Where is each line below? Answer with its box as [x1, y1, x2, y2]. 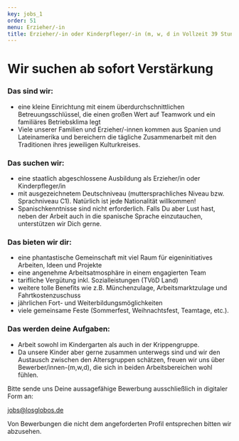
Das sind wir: [7, 86, 53, 96]
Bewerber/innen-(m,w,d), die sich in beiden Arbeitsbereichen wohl [17, 363, 213, 371]
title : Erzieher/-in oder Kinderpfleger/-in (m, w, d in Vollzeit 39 [7, 30, 218, 38]
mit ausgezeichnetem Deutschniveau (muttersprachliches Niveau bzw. [17, 189, 225, 198]
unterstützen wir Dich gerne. [17, 220, 102, 228]
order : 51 [7, 17, 37, 24]
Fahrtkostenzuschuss [17, 291, 81, 299]
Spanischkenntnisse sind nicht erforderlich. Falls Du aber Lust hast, [17, 204, 216, 213]
